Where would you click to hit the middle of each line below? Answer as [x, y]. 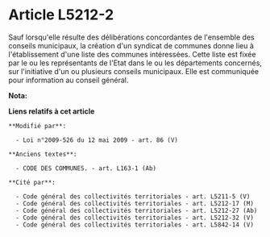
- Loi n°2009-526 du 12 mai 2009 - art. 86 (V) [97, 140]
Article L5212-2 [61, 15]
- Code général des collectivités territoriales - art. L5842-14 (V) [135, 225]
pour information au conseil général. [69, 80]
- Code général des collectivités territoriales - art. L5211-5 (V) [133, 196]
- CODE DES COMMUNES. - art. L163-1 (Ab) [86, 168]
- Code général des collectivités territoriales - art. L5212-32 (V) [135, 218]
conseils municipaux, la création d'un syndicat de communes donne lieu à [131, 45]
